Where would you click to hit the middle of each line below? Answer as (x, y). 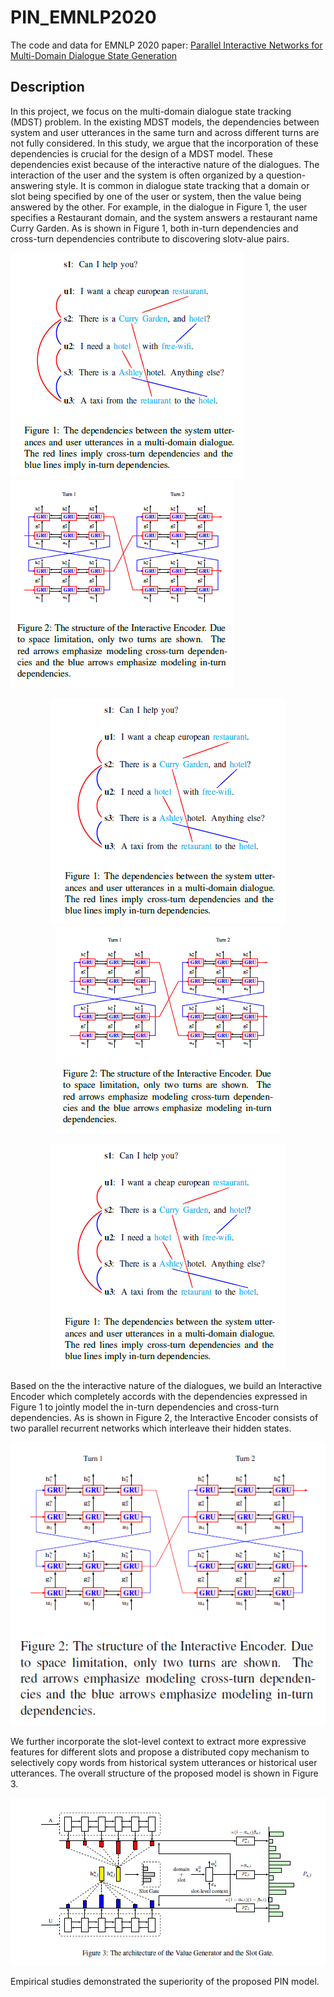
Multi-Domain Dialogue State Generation (94, 55)
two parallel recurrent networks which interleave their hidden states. (151, 1428)
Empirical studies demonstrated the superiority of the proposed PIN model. (165, 1982)
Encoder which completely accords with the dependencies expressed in (159, 1396)
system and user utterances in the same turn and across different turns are (165, 132)
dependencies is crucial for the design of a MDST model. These (141, 153)
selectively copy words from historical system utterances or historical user (164, 1763)
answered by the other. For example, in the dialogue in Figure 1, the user (159, 207)
